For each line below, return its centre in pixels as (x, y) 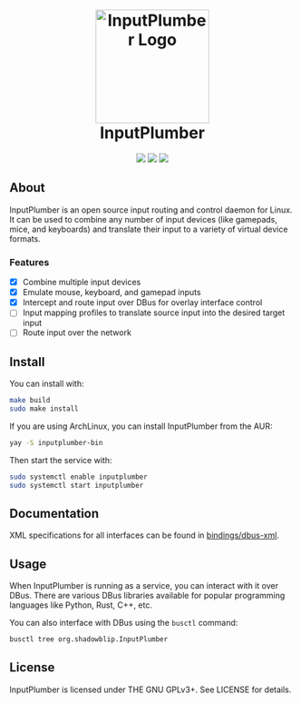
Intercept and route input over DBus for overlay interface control (142, 302)
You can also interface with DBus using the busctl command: (124, 623)
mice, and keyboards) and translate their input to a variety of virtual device (149, 229)
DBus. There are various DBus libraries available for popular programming (147, 596)
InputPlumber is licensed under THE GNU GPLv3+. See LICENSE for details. (150, 689)
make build (30, 401)
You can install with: (47, 384)
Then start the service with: (61, 460)
